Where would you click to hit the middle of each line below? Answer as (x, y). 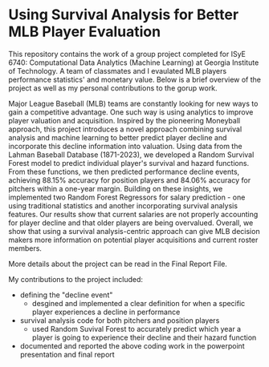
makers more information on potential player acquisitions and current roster (133, 240)
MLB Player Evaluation (85, 32)
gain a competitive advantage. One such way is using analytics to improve (131, 112)
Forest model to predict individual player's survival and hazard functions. (129, 163)
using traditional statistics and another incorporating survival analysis (123, 205)
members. (25, 248)
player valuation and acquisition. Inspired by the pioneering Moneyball (124, 120)
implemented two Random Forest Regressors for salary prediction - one (127, 197)
